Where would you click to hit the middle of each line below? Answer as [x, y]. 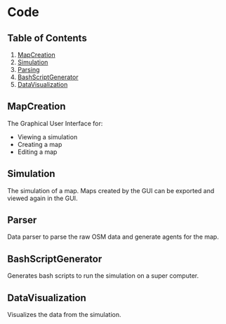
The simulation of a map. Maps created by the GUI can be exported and [111, 190]
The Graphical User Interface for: [55, 123]
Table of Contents [47, 38]
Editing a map [37, 152]
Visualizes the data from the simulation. [64, 315]
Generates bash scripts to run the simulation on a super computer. [103, 276]
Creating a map [40, 144]
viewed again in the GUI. [43, 198]
